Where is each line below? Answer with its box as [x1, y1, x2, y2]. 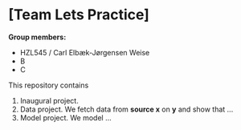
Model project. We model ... [19, 112, 112, 122]
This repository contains [8, 80, 89, 90]
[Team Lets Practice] [8, 6, 150, 24]
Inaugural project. [19, 95, 79, 105]
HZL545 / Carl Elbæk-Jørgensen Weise [19, 47, 150, 57]
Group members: [8, 32, 67, 42]
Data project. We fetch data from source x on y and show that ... [19, 104, 234, 114]
